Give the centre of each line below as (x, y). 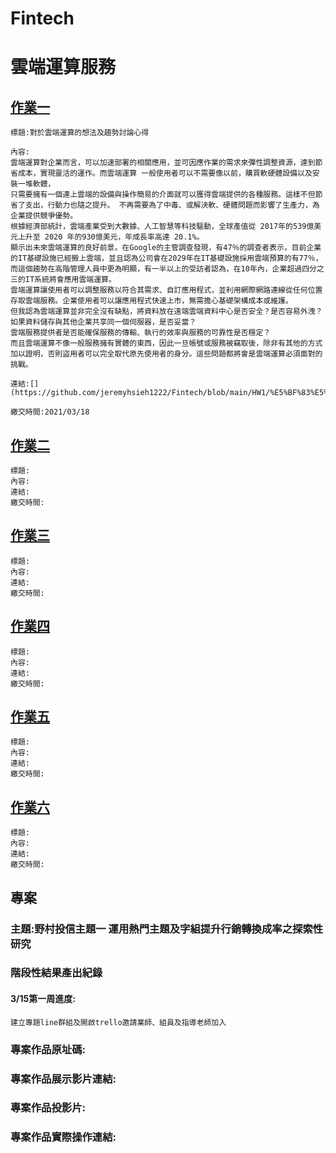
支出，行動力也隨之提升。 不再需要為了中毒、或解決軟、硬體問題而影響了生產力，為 (172, 205)
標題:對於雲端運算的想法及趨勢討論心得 (80, 133)
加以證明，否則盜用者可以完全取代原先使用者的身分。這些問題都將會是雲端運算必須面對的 (166, 354)
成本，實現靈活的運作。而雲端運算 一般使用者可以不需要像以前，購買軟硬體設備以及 (165, 173)
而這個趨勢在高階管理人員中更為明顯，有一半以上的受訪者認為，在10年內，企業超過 (156, 269)
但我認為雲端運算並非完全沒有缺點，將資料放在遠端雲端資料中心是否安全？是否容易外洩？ (166, 312)
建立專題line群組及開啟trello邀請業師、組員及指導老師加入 (118, 1022)
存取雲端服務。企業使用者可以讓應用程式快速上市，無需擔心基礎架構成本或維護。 (151, 301)
